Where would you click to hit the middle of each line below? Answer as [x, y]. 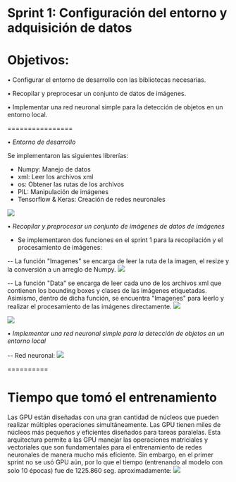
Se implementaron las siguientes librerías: [68, 156]
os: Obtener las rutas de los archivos [71, 184]
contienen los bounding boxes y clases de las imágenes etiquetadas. [107, 291]
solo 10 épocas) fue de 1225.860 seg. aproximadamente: [89, 471]
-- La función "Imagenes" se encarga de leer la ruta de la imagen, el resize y [118, 261]
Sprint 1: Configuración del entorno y [117, 13]
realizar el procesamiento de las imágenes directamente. [89, 307]
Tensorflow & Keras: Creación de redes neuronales [91, 200]
